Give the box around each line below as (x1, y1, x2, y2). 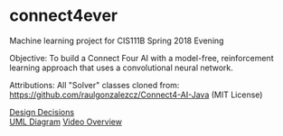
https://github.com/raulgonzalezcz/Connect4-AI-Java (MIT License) (9, 89, 263, 100)
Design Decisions (9, 106, 75, 117)
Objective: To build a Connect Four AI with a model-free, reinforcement (9, 52, 274, 63)
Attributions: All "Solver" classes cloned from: (9, 79, 180, 90)
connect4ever (9, 5, 118, 26)
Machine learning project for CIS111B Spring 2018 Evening (9, 35, 224, 46)
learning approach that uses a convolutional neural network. (9, 62, 233, 73)
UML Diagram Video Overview (9, 116, 122, 127)
